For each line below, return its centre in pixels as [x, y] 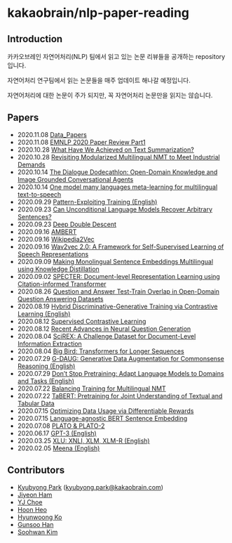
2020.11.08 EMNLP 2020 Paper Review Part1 [81, 142]
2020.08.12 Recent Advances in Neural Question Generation [104, 329]
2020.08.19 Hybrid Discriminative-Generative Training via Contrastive [117, 306]
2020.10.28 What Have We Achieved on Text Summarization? [105, 150]
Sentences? [34, 216]
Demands [31, 164]
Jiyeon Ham [35, 495]
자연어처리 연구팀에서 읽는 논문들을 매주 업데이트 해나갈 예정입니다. [99, 80]
